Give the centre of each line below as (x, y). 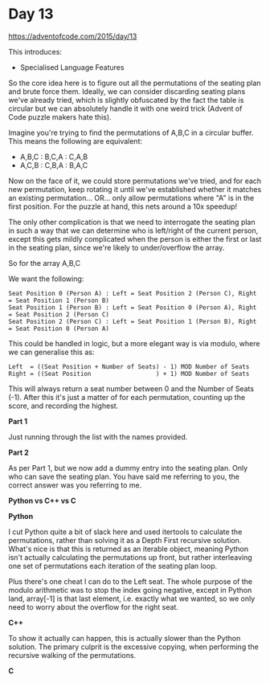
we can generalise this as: (51, 352)
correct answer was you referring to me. (75, 485)
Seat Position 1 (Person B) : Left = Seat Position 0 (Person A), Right (133, 307)
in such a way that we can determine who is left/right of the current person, (133, 231)
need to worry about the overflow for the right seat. (93, 606)
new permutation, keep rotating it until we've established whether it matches (135, 189)
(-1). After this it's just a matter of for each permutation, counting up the (127, 397)
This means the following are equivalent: (76, 141)
